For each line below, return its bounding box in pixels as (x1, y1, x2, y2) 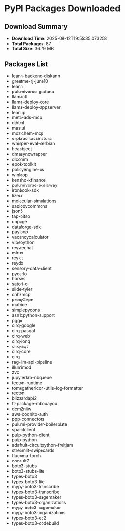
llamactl (11, 93, 28, 99)
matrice (11, 301, 27, 307)
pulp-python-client (11, 432, 50, 438)
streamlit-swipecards (11, 447, 55, 453)
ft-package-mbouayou (11, 400, 57, 406)
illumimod (11, 364, 32, 370)
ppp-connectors (11, 416, 45, 422)
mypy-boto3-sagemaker (11, 505, 61, 510)
